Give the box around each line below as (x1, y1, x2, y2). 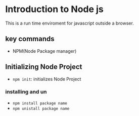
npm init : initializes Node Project (12, 76, 81, 82)
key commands (5, 35, 55, 43)
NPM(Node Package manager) (12, 48, 77, 54)
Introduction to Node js (5, 4, 104, 15)
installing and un (5, 88, 47, 95)
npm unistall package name (12, 106, 70, 111)
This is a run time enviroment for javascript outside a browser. (5, 20, 134, 26)
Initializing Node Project (5, 63, 82, 71)
